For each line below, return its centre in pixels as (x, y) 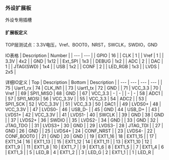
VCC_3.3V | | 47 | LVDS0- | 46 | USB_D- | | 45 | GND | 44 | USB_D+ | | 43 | (82, 109)
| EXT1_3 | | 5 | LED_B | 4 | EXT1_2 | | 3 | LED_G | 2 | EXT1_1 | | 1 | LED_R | (79, 152)
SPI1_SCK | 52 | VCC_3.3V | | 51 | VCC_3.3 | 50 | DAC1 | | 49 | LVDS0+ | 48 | (83, 104)
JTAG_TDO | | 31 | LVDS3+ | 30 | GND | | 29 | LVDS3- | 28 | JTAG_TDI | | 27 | (84, 125)
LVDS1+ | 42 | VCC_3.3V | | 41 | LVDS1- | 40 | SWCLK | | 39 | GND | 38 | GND (85, 115)
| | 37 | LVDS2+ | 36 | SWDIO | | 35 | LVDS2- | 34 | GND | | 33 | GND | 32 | (82, 120)
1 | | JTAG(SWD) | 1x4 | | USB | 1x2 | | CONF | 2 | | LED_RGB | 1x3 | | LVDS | (82, 66)
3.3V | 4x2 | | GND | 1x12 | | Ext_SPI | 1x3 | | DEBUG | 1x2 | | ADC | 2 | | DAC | (84, 61)
